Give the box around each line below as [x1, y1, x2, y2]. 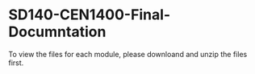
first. [8, 58, 24, 68]
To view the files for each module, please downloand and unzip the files [8, 49, 248, 59]
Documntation [8, 23, 107, 41]
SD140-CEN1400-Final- [8, 6, 171, 24]
